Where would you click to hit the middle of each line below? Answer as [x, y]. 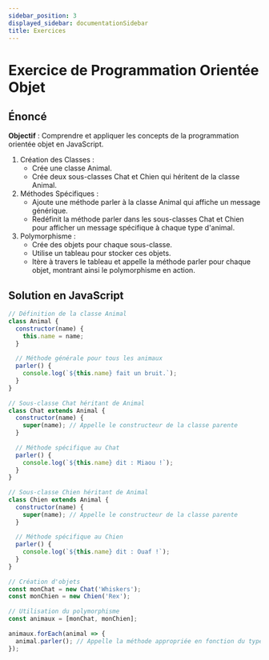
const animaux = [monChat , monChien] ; [73, 619]
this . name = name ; [53, 336]
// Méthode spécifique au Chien [70, 537]
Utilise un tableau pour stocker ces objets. [101, 254]
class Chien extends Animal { [59, 500]
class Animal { [34, 322]
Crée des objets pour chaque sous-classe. [102, 245]
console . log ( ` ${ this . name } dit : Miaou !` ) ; [98, 462]
